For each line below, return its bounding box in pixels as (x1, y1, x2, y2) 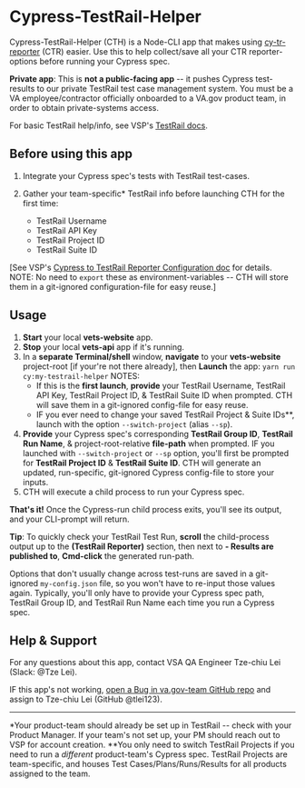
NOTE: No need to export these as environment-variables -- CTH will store (9, 271, 289, 283)
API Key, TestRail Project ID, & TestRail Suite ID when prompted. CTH (35, 389, 293, 401)
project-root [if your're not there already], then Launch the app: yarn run (22, 361, 296, 372)
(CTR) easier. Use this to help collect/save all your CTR (42, 45, 248, 56)
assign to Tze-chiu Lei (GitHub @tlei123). (9, 693, 163, 705)
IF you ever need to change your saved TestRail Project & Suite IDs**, (35, 409, 295, 420)
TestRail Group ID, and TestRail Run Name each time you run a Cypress (9, 597, 275, 608)
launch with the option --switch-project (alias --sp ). (35, 418, 233, 429)
